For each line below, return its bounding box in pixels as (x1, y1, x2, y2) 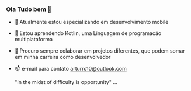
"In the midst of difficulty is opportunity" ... (14, 79, 118, 86)
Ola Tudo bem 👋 (6, 5, 52, 13)
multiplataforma (14, 36, 53, 43)
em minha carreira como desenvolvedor (14, 54, 111, 61)
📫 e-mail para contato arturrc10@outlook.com (14, 65, 127, 72)
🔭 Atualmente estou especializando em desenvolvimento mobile (14, 19, 169, 26)
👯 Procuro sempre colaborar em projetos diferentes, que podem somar (14, 47, 185, 54)
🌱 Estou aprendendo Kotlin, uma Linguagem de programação (14, 30, 162, 37)
